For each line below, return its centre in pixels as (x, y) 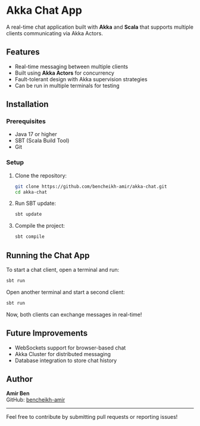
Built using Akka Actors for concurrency (65, 73)
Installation (27, 104)
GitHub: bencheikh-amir (36, 400)
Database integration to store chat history (66, 360)
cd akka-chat (31, 192)
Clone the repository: (41, 175)
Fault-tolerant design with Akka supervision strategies (81, 79)
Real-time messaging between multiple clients (71, 66)
